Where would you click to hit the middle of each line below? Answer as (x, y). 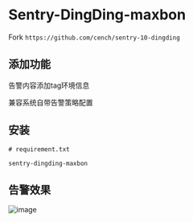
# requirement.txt (39, 149)
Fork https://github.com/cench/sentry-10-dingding (94, 37)
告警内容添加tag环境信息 (49, 85)
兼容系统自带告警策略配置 (51, 102)
